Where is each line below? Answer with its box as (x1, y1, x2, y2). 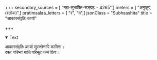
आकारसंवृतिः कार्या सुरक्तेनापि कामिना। (5, 44, 65, 49)
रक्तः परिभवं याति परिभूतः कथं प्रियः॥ (5, 49, 60, 55)
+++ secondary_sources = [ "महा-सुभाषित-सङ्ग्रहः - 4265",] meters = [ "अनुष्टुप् (5, 5, 151, 10)
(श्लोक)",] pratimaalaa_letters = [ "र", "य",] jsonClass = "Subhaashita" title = (5, 10, 152, 15)
